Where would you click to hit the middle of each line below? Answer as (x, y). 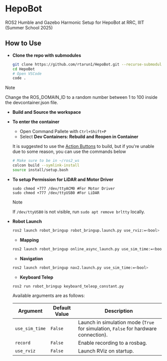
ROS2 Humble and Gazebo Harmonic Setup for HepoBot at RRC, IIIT (75, 22)
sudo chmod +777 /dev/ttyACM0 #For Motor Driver (64, 188)
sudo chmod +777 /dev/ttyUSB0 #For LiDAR (56, 193)
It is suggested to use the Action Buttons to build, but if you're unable (83, 146)
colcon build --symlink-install (46, 165)
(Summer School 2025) (29, 27)
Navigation (31, 258)
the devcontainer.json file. (32, 103)
